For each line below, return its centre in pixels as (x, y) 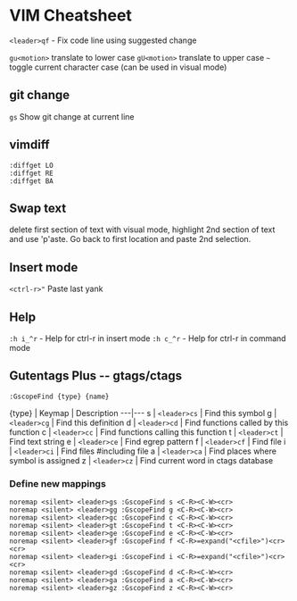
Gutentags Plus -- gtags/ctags (96, 376)
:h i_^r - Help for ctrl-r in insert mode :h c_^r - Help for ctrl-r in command (148, 338)
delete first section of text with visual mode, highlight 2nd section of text (142, 230)
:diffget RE (31, 173)
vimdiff (30, 145)
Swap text (38, 208)
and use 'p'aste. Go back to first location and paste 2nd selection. (130, 239)
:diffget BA (31, 181)
